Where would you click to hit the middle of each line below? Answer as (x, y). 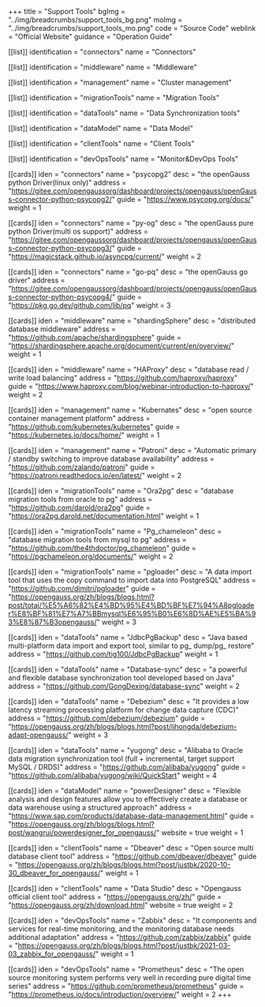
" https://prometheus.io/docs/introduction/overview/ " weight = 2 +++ (120, 994)
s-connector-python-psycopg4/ (60, 297)
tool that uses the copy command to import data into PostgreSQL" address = (132, 580)
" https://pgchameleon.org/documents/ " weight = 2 (91, 556)
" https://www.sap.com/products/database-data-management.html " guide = (131, 816)
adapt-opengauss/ (38, 735)
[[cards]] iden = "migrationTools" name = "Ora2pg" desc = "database (121, 491)
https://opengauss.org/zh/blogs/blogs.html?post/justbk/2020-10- (124, 865)
